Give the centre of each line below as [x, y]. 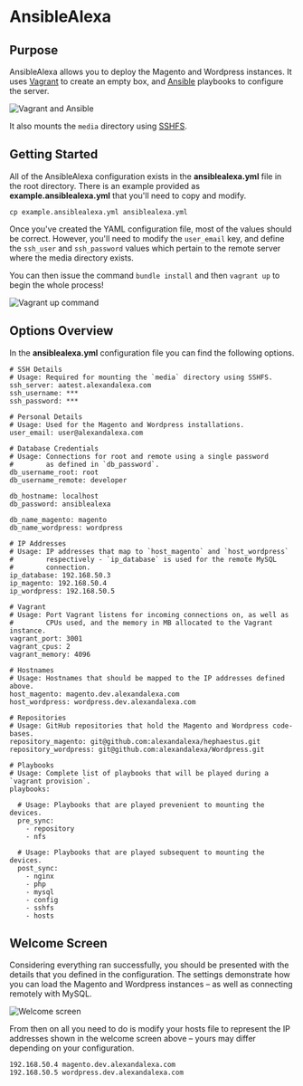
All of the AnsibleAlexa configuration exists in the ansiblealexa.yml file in [146, 176]
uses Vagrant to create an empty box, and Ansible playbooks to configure [147, 81]
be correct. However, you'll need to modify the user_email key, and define [147, 238]
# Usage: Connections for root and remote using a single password [139, 456]
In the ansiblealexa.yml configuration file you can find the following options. [152, 352]
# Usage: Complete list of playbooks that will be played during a [139, 773]
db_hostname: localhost [54, 496]
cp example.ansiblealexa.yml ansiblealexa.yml [99, 212]
